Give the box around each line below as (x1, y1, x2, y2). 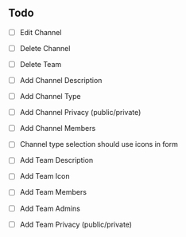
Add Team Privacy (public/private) (19, 219, 133, 229)
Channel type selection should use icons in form (19, 140, 179, 149)
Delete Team (19, 59, 62, 69)
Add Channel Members (19, 124, 96, 133)
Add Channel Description (19, 76, 103, 85)
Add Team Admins (19, 203, 81, 213)
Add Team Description (19, 156, 94, 165)
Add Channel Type (19, 92, 81, 101)
